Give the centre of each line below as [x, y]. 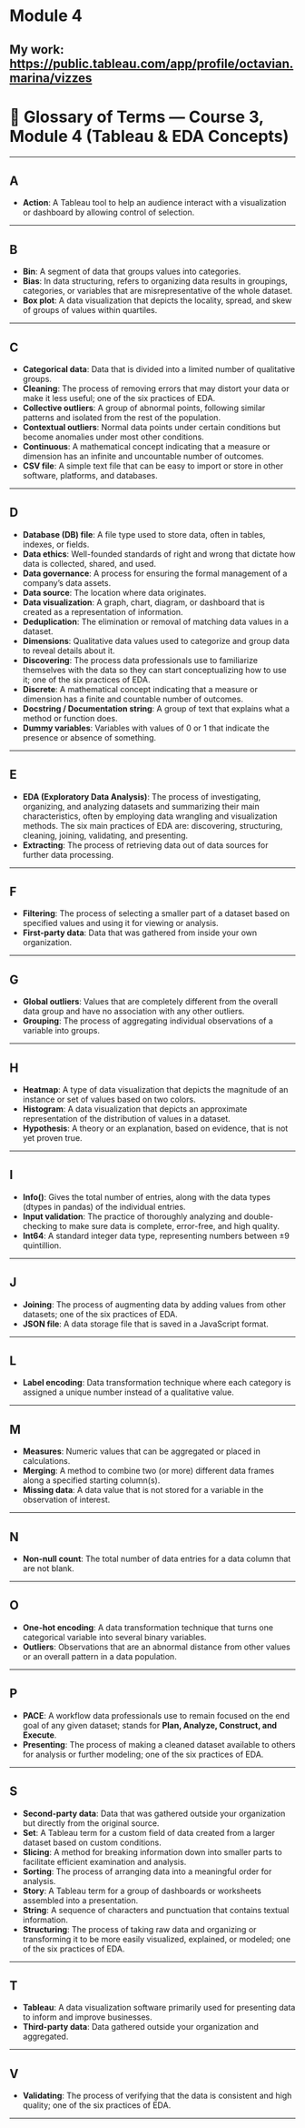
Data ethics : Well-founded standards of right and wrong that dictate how [159, 554]
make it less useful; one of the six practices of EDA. [119, 398]
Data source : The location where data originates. [114, 592]
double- [259, 1216]
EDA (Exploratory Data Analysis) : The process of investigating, [142, 796]
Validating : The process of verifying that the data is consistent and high [157, 2096]
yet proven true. [53, 1138]
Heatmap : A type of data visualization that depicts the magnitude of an [155, 1090]
